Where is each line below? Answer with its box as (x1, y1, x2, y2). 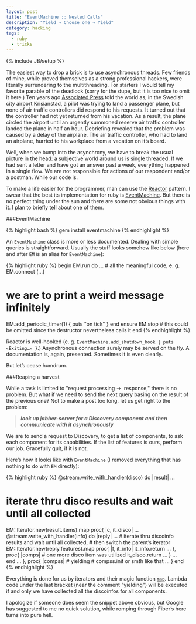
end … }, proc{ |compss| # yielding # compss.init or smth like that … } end (6, 557, 184, 564)
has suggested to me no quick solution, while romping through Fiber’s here (6, 605, 187, 612)
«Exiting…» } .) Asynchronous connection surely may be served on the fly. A (6, 344, 190, 351)
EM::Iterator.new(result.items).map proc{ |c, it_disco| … (6, 526, 139, 533)
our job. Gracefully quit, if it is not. (6, 444, 88, 452)
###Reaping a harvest (6, 373, 60, 380)
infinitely (6, 301, 51, 315)
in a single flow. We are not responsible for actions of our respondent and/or (6, 167, 190, 174)
